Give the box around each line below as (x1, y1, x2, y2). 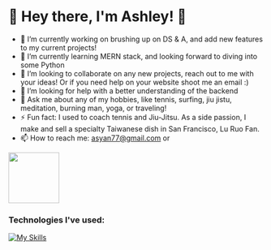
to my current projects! (19, 42, 97, 52)
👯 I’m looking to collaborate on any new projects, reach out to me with (19, 68, 254, 78)
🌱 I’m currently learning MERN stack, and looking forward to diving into (19, 51, 258, 61)
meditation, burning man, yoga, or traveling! (19, 103, 167, 113)
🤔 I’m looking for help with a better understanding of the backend (19, 85, 239, 96)
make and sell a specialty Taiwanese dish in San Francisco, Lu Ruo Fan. (19, 123, 260, 133)
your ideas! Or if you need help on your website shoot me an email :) (19, 77, 249, 87)
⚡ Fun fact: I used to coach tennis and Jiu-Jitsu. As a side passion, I (19, 112, 247, 122)
